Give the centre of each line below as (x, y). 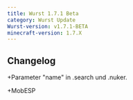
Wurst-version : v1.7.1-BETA (48, 26)
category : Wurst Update (42, 20)
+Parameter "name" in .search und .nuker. (67, 77)
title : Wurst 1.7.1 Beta (43, 13)
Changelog (32, 60)
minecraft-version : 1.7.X (44, 33)
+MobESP (21, 91)
